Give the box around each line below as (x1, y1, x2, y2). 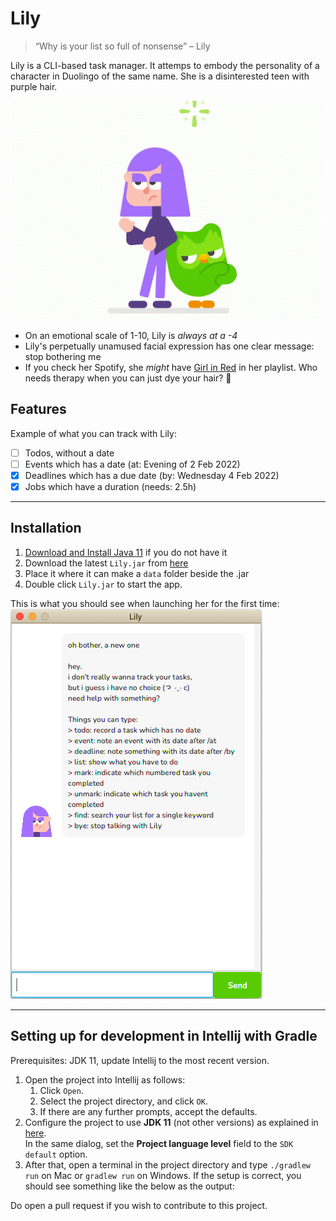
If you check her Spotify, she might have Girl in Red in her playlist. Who (24, 361, 318, 373)
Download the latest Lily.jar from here (24, 557, 189, 569)
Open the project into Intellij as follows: (24, 1073, 186, 1086)
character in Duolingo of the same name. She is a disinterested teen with (10, 70, 310, 82)
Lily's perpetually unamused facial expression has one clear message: (24, 340, 315, 352)
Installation (10, 520, 82, 537)
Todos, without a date (24, 447, 115, 459)
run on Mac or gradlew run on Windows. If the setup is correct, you (24, 1169, 302, 1181)
